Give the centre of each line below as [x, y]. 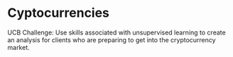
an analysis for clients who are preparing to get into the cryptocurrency [112, 39]
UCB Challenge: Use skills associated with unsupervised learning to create [116, 32]
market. [18, 47]
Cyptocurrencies [59, 13]
